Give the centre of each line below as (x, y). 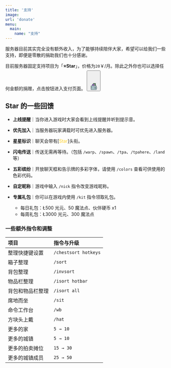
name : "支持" (27, 34)
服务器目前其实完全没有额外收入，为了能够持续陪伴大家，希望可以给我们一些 (85, 49)
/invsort (64, 272)
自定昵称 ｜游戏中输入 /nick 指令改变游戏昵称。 (62, 186)
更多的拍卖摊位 (26, 348)
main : (16, 29)
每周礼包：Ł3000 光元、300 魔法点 (57, 214)
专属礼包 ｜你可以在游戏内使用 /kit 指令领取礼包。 (65, 197)
